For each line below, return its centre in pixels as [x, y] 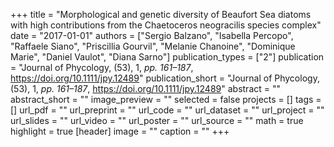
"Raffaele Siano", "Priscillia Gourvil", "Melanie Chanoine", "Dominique [153, 46]
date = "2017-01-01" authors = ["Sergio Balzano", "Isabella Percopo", [152, 35]
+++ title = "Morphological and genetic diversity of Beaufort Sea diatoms [161, 14]
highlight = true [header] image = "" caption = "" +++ [120, 131]
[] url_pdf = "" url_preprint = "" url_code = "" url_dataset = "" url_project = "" [167, 110]
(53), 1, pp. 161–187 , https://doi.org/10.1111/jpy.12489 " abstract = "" [146, 88]
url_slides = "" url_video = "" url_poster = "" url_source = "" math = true [157, 120]
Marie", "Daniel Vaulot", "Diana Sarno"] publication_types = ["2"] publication [167, 57]
